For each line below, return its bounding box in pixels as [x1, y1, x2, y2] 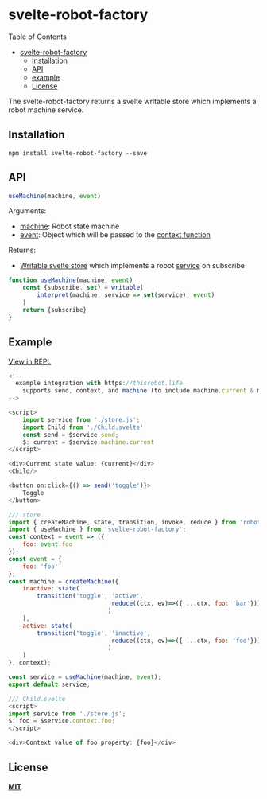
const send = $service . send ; [22, 431, 119, 438]
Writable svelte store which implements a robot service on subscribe [19, 261, 245, 271]
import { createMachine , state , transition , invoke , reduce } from [8, 518, 237, 526]
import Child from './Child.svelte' [22, 423, 145, 431]
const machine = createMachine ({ [8, 577, 119, 586]
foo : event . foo [22, 540, 73, 548]
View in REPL [8, 357, 52, 366]
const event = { [8, 555, 62, 563]
